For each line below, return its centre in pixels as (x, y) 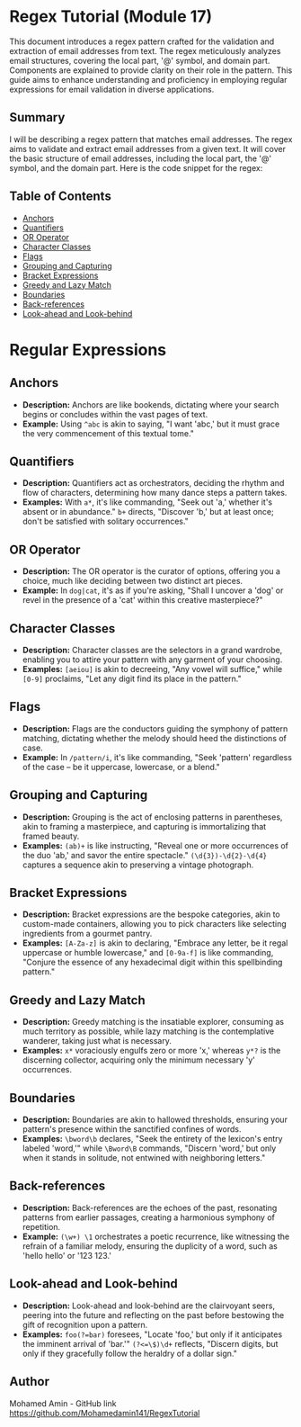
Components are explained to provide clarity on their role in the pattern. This (151, 70)
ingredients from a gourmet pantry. (87, 934)
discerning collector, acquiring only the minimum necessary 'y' (139, 1060)
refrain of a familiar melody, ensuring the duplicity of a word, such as (150, 1246)
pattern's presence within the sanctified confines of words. (132, 1129)
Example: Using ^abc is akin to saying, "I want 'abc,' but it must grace (151, 424)
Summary (37, 117)
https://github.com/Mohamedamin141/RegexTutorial (105, 1413)
